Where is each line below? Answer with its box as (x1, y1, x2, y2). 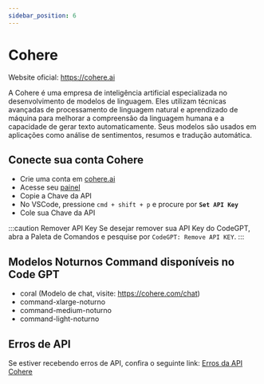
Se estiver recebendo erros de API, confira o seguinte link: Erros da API (8, 359, 243, 367)
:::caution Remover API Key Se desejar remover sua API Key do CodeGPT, (8, 224, 251, 233)
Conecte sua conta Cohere (8, 153, 144, 167)
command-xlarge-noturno (19, 297, 106, 307)
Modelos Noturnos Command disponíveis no (8, 255, 235, 268)
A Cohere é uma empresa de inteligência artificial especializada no (8, 88, 227, 97)
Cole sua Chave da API (19, 208, 96, 217)
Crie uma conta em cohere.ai (19, 174, 116, 184)
